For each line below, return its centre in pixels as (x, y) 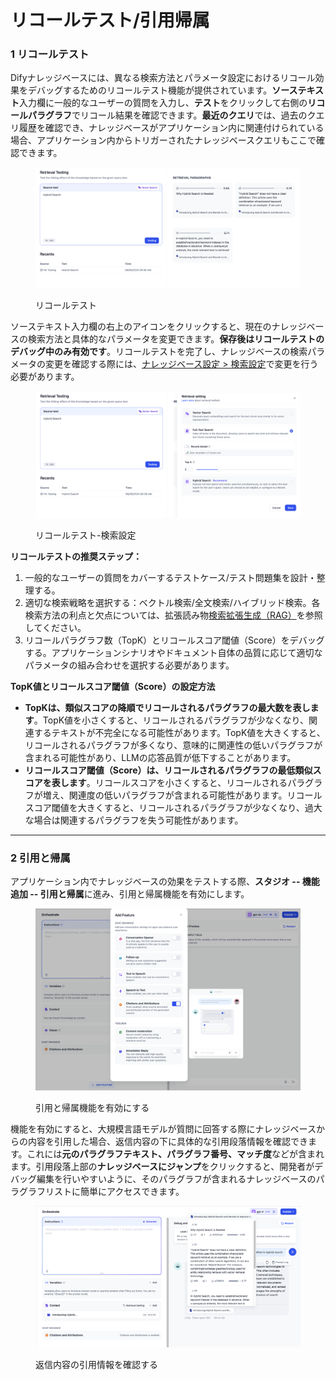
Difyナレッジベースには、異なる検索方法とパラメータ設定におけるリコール (163, 78)
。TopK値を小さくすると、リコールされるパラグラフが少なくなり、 (171, 720)
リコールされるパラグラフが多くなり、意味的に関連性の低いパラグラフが (173, 745)
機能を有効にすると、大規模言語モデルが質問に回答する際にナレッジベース (163, 1128)
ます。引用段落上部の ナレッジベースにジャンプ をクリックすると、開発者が (162, 1166)
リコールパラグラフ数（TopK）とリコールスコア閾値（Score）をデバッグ (174, 640)
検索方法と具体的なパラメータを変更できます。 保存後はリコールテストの (176, 339)
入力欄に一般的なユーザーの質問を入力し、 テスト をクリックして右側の (163, 103)
